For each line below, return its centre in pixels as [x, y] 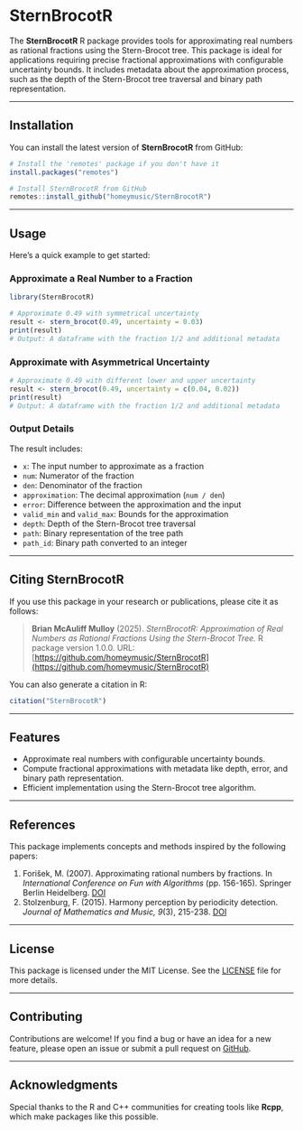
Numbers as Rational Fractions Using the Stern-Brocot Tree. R [147, 638]
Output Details [42, 429]
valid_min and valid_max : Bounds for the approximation [125, 514]
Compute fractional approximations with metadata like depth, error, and [155, 769]
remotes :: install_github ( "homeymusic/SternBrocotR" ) [110, 197]
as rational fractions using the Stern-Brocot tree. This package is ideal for [146, 50]
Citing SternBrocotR [67, 580]
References [42, 825]
